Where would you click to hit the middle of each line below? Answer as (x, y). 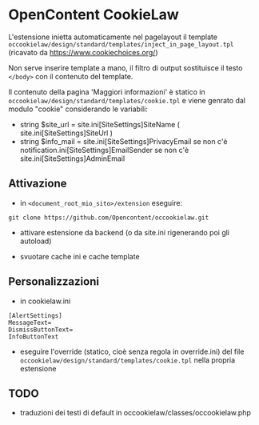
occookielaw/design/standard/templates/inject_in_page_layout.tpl (121, 44)
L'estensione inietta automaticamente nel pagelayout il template (113, 37)
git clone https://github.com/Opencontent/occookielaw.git (109, 218)
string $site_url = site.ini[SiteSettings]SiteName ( (100, 124)
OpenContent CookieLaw (94, 15)
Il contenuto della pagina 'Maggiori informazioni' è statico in (107, 92)
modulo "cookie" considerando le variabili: (78, 109)
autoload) (36, 241)
